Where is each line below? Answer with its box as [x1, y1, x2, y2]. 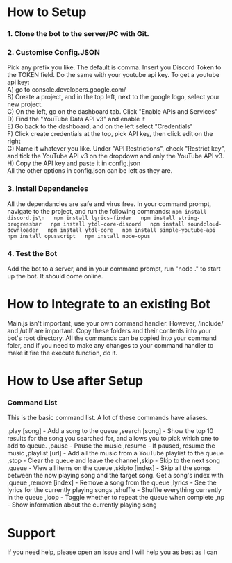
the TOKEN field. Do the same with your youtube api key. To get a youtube [7, 71, 220, 79]
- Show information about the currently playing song [7, 501, 158, 509]
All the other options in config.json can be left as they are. [7, 167, 173, 175]
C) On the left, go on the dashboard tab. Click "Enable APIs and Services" [7, 108, 218, 116]
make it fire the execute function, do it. [7, 348, 118, 357]
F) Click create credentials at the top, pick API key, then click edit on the [7, 130, 213, 138]
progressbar [7, 220, 42, 228]
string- [178, 215, 200, 221]
